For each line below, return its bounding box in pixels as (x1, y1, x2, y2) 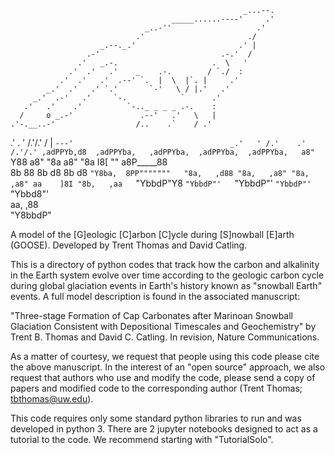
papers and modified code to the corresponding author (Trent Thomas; (10, 382, 303, 394)
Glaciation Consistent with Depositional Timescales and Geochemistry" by (10, 321, 317, 332)
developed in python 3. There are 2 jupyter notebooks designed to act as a (10, 423, 318, 435)
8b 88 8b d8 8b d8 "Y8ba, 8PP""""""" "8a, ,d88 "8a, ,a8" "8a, (10, 167, 310, 178)
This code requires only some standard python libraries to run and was (10, 412, 302, 424)
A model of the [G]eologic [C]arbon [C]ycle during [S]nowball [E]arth (10, 229, 295, 240)
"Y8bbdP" (10, 209, 52, 221)
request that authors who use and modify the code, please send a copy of (10, 372, 316, 383)
